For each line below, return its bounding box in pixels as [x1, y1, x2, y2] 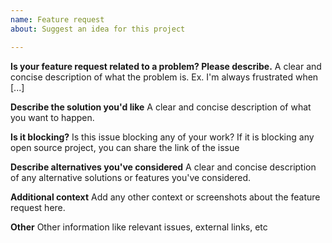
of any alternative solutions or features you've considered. [10, 171, 252, 183]
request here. [10, 201, 66, 213]
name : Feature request [10, 14, 105, 25]
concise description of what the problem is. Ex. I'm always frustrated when [10, 71, 319, 83]
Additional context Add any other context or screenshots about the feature [10, 191, 321, 203]
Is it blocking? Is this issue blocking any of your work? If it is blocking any [10, 131, 315, 143]
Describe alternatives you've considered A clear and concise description [10, 161, 317, 173]
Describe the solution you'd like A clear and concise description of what [10, 101, 312, 113]
